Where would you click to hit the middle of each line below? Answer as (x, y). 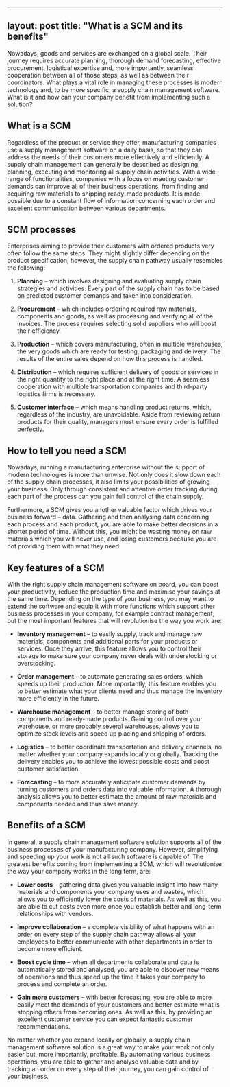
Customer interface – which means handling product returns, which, (114, 407)
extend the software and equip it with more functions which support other (111, 606)
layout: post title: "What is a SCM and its (95, 26)
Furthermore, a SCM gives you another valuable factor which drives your (110, 510)
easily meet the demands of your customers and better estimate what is (118, 1004)
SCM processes (42, 230)
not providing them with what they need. (64, 546)
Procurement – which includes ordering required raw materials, (106, 309)
